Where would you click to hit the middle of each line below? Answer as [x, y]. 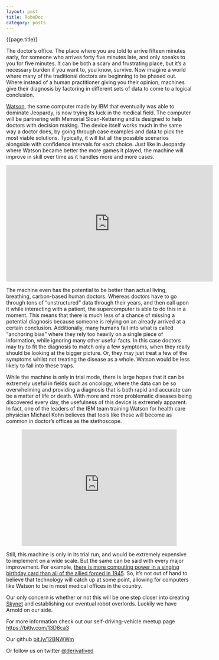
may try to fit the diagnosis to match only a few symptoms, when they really [98, 347]
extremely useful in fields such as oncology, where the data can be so [91, 383]
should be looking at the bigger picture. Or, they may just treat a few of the [97, 353]
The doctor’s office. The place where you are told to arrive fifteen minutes [96, 51]
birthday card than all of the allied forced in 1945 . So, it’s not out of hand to [97, 574]
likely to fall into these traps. [40, 366]
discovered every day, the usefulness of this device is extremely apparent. [97, 402]
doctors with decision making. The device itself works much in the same [94, 126]
